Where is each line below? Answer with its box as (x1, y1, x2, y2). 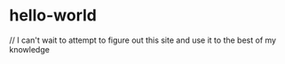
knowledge (9, 44, 51, 54)
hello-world (9, 5, 98, 26)
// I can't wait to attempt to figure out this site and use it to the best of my (9, 35, 277, 45)
